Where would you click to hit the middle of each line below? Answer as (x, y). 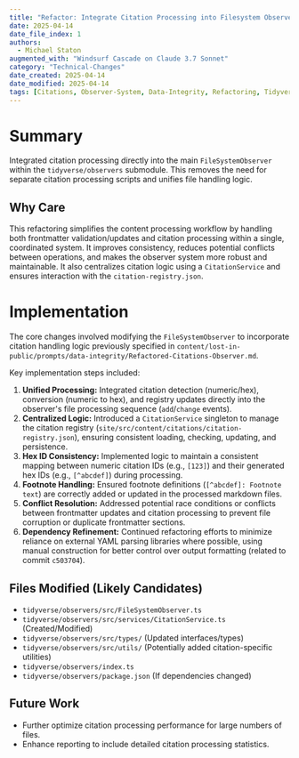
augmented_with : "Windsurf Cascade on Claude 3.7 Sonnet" (119, 59)
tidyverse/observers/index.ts (78, 667)
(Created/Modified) (57, 629)
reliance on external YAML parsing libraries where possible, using (142, 541)
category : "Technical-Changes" (67, 68)
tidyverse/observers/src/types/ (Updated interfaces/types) (133, 638)
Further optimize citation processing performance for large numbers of (152, 725)
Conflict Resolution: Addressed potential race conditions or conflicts (149, 504)
